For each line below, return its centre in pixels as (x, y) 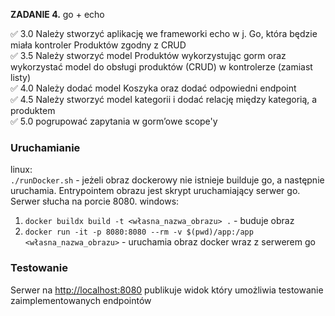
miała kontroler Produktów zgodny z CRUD (98, 45)
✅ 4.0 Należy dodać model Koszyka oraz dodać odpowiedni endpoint (153, 88)
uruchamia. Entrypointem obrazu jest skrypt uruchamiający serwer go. (155, 191)
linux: (21, 170)
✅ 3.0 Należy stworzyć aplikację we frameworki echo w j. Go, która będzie (164, 33)
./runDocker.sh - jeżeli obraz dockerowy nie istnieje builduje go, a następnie (167, 180)
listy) (20, 77)
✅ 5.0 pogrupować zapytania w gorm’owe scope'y (114, 121)
